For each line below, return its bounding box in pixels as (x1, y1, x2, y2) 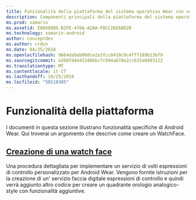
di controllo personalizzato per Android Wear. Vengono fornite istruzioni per (6, 168, 188, 175)
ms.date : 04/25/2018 (6, 47, 57, 53)
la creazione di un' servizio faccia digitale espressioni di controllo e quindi (6, 175, 184, 182)
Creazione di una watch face (6, 147, 112, 157)
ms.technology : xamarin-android (6, 30, 85, 36)
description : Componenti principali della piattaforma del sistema (6, 14, 174, 20)
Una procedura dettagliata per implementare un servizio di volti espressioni (6, 162, 187, 170)
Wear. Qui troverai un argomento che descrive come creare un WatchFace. (6, 130, 185, 137)
